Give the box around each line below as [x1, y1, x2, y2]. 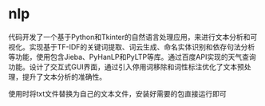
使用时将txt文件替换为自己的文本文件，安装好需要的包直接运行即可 [8, 88, 227, 98]
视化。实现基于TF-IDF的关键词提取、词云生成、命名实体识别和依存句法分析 [8, 41, 255, 52]
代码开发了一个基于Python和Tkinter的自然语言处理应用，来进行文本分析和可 [8, 32, 258, 41]
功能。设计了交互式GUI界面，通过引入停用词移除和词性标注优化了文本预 [8, 61, 245, 72]
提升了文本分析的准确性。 [22, 72, 106, 81]
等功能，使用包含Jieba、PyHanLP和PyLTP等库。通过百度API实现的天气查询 [8, 52, 257, 61]
